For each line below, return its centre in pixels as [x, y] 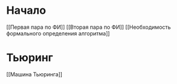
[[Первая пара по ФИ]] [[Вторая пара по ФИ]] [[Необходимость [88, 27]
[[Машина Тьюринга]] [34, 74]
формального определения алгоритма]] [58, 33]
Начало [26, 10]
